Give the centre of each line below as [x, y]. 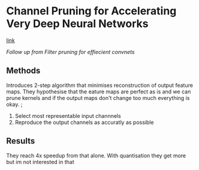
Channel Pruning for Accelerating [91, 11]
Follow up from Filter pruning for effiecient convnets [70, 51]
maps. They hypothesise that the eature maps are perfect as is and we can [99, 92]
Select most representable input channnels [68, 116]
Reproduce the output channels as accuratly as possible [84, 122]
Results [21, 141]
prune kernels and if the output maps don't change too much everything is [98, 98]
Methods [23, 71]
